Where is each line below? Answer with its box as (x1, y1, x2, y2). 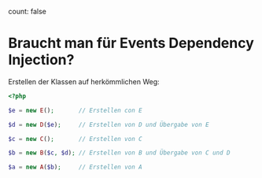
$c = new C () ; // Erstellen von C (8, 135, 143, 143)
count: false (8, 7, 47, 16)
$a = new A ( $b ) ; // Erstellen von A (8, 163, 143, 172)
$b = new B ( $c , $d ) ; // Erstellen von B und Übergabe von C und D (8, 149, 231, 157)
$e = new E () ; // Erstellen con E (8, 106, 143, 114)
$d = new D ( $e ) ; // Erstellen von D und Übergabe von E (8, 121, 210, 128)
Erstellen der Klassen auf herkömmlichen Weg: (8, 76, 160, 86)
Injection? (8, 51, 75, 69)
